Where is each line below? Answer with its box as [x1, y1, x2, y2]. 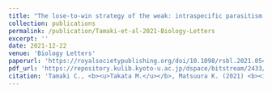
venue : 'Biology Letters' [8, 49, 96, 57]
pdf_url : [8, 65, 38, 73]
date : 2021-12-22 [8, 42, 67, 50]
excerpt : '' [8, 34, 49, 43]
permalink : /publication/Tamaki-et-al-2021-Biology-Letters [8, 27, 216, 35]
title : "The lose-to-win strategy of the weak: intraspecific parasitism [8, 11, 263, 20]
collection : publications [8, 19, 96, 27]
